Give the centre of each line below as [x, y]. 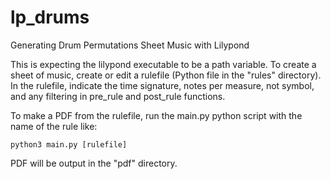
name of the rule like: [54, 126]
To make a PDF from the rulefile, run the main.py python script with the [156, 115]
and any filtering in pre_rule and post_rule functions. [118, 96]
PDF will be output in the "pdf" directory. [94, 163]
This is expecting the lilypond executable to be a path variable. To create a [163, 64]
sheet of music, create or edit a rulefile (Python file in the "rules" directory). [166, 75]
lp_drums [50, 17]
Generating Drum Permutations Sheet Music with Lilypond [130, 45]
